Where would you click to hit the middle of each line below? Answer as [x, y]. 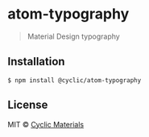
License [28, 105]
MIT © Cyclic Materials [46, 124]
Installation [36, 62]
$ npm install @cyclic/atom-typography [74, 80]
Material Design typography [73, 36]
